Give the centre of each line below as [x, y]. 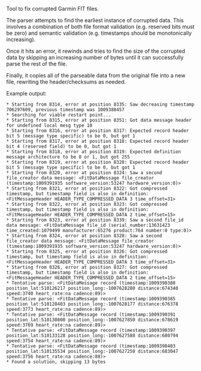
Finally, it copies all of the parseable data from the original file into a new [96, 75]
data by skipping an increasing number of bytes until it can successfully [95, 57]
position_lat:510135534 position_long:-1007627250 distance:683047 [92, 351]
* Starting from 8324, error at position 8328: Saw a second [84, 236]
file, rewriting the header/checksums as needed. [66, 82]
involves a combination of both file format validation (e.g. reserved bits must [100, 27]
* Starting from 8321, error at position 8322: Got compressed [87, 189]
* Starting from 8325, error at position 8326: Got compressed [87, 252]
